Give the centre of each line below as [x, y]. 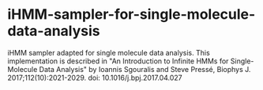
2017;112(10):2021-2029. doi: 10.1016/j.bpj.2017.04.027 [95, 77]
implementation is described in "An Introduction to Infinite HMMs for [118, 61]
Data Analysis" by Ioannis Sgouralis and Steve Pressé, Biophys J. [145, 69]
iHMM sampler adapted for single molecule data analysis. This [109, 52]
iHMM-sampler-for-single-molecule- [131, 14]
